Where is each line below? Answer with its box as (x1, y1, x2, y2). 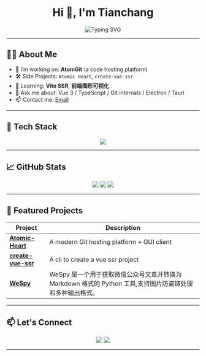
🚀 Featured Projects (6, 205, 83, 216)
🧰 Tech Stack (6, 122, 58, 132)
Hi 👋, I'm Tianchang (52, 6, 154, 20)
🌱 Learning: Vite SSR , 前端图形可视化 (15, 82, 109, 89)
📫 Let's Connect (6, 317, 72, 327)
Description (105, 224, 141, 232)
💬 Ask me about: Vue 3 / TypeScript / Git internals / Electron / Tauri (15, 89, 185, 96)
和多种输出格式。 (49, 289, 99, 297)
